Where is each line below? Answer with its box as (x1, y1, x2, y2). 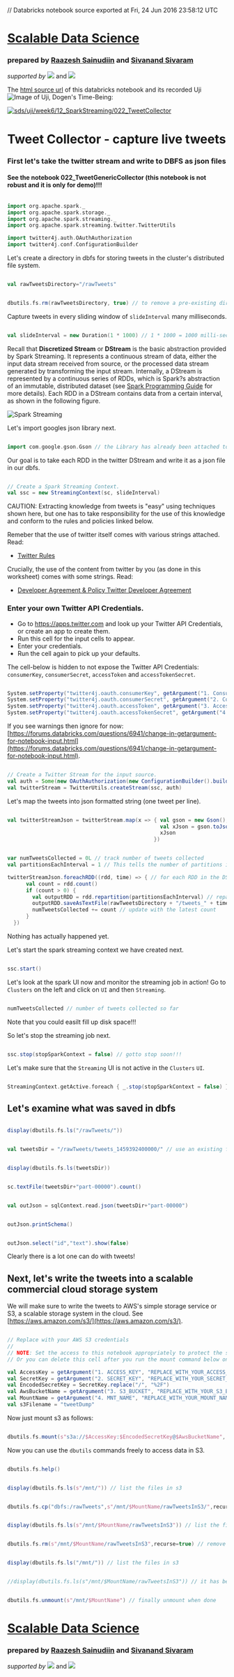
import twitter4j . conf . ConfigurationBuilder (7, 241, 139, 248)
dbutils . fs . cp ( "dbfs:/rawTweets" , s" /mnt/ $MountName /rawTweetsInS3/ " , (7, 1503, 214, 1510)
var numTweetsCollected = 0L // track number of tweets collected (7, 855, 204, 862)
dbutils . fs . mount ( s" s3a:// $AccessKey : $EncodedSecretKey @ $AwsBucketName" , (7, 1433, 226, 1440)
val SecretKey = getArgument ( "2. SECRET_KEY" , (7, 1375, 145, 1382)
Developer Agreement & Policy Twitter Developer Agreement (17, 586, 192, 594)
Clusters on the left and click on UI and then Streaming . (7, 985, 166, 994)
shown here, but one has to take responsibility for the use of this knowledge (7, 510, 226, 518)
